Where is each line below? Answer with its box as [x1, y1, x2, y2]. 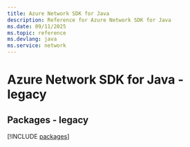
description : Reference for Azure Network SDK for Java [7, 17, 171, 23]
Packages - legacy [7, 114, 88, 126]
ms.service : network [7, 42, 67, 49]
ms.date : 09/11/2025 [7, 23, 67, 30]
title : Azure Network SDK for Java [7, 10, 110, 17]
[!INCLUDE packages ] [7, 133, 70, 140]
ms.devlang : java [7, 36, 57, 43]
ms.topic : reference [7, 29, 67, 37]
